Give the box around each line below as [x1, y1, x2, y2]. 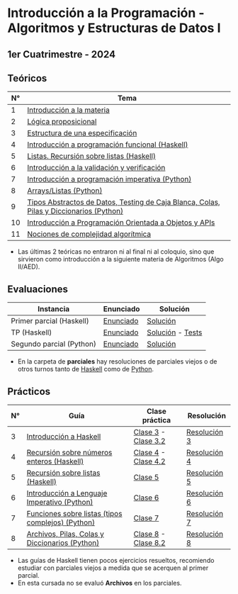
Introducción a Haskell [26, 432, 101, 442]
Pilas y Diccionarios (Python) [27, 206, 124, 216]
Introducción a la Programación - [7, 5, 205, 21]
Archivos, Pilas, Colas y [26, 529, 104, 539]
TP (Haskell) [11, 327, 52, 337]
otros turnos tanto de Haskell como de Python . [17, 365, 154, 374]
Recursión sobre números [26, 448, 113, 458]
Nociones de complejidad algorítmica [27, 229, 152, 239]
